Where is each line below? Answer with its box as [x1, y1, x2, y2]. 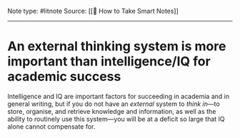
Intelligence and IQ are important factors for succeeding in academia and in [7, 92, 230, 100]
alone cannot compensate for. [7, 122, 96, 131]
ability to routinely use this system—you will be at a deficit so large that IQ [7, 115, 225, 123]
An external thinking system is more [7, 38, 226, 55]
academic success [7, 68, 121, 85]
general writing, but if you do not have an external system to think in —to [7, 100, 220, 108]
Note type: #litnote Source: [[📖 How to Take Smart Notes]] [7, 7, 179, 15]
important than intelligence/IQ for [7, 53, 211, 70]
